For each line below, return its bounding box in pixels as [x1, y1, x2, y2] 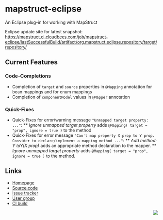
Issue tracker [12, 190, 39, 196]
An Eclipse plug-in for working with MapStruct [5, 19, 98, 25]
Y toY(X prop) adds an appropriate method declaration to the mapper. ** [12, 143, 157, 148]
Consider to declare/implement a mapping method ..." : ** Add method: [12, 137, 157, 143]
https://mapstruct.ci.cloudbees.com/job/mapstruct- [5, 34, 108, 40]
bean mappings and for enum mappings [12, 88, 92, 95]
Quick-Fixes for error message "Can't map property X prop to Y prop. [12, 132, 155, 138]
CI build [12, 200, 28, 206]
